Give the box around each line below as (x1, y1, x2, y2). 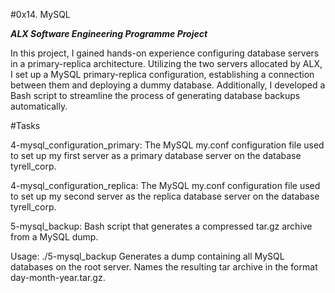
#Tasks (10, 120, 41, 131)
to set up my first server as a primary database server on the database (10, 150, 302, 161)
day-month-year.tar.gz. (10, 272, 106, 283)
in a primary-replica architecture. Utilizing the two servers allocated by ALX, (10, 58, 323, 69)
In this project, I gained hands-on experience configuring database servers (10, 47, 320, 59)
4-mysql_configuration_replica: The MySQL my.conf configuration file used (10, 180, 321, 191)
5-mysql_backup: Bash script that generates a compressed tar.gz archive (10, 220, 313, 232)
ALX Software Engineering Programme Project (10, 28, 208, 39)
